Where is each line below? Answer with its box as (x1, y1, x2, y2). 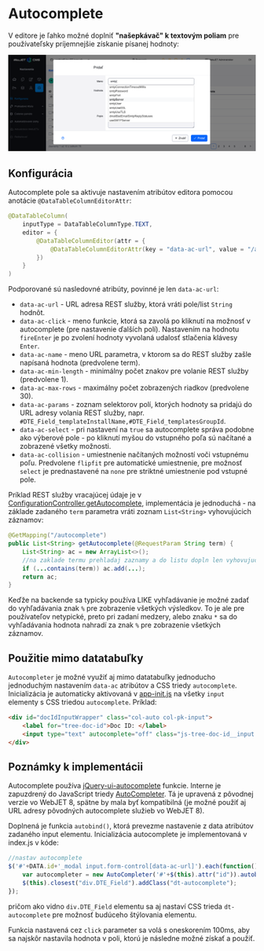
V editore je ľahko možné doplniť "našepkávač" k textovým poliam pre (8, 31, 240, 40)
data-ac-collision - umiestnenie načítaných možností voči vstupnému (19, 450, 249, 460)
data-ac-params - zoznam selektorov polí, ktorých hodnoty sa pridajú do (19, 400, 253, 409)
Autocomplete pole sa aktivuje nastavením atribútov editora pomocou (8, 188, 233, 197)
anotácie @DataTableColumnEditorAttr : (8, 196, 132, 205)
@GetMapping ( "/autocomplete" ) (8, 531, 108, 539)
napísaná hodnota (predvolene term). (19, 358, 141, 368)
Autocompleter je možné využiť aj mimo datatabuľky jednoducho (8, 673, 216, 682)
